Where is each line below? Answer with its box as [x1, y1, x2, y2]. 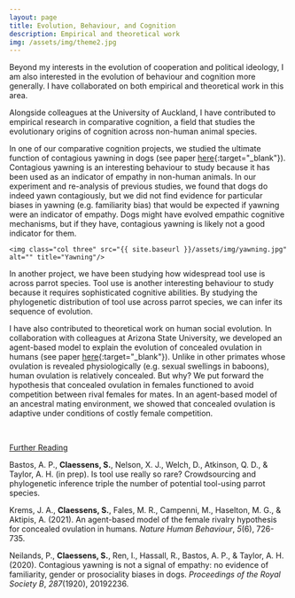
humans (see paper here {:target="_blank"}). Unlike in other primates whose [9, 352, 286, 362]
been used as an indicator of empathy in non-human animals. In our [9, 172, 257, 183]
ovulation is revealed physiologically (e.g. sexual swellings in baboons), [9, 361, 270, 372]
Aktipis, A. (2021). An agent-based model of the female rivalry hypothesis [9, 515, 277, 525]
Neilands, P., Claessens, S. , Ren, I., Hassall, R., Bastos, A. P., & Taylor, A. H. [9, 550, 284, 561]
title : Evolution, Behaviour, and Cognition [9, 21, 176, 30]
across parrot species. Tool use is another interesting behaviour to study [9, 278, 275, 289]
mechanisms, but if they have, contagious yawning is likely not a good [9, 219, 266, 229]
